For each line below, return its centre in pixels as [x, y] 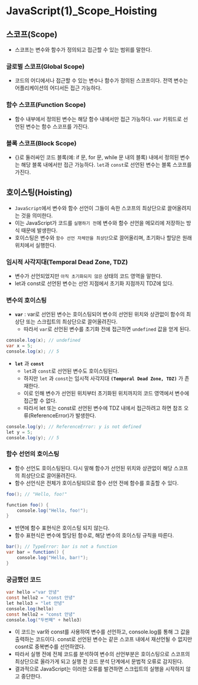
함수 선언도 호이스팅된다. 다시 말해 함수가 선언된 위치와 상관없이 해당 [93, 468]
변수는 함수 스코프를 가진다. [57, 126]
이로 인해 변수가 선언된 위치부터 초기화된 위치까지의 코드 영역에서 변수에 [106, 393]
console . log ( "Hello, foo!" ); [53, 510]
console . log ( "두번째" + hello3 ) [44, 620]
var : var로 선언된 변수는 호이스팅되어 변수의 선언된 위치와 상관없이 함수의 [100, 314]
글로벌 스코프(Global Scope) [45, 66]
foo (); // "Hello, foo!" [37, 494]
